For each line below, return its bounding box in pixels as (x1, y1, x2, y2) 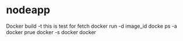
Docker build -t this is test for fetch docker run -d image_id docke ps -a (6, 23, 178, 29)
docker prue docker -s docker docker (6, 28, 96, 35)
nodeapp (6, 3, 51, 17)
